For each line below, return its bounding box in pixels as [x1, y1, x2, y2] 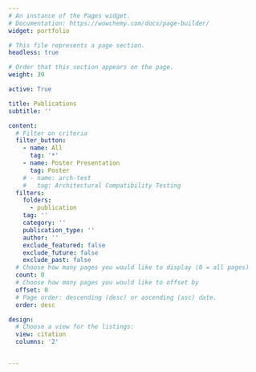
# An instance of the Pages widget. [8, 11, 131, 20]
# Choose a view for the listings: [15, 323, 135, 331]
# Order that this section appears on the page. [8, 63, 174, 72]
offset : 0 [15, 286, 48, 294]
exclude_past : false [22, 256, 91, 264]
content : [8, 121, 38, 129]
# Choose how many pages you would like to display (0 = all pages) [15, 264, 250, 272]
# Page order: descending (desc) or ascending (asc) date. [15, 293, 217, 301]
